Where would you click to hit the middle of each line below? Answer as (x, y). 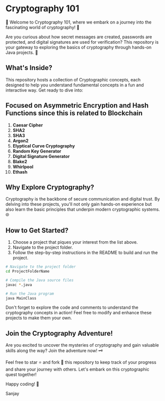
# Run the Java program (30, 294)
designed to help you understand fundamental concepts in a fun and (75, 85)
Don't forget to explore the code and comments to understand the (72, 307)
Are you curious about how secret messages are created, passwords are (79, 37)
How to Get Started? (37, 230)
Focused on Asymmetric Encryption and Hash (77, 106)
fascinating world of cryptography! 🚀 (43, 27)
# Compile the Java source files (40, 280)
